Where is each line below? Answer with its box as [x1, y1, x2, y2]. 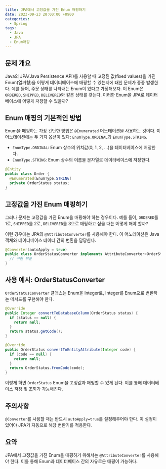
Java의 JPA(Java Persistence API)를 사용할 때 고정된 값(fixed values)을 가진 [5, 73, 156, 79]
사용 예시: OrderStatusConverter [5, 276, 105, 284]
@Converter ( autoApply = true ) [5, 247, 68, 252]
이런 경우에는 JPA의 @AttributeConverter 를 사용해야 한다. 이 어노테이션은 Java [5, 231, 160, 237]
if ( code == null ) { [9, 352, 52, 357]
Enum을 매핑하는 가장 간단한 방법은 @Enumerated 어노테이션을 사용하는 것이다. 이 [5, 128, 161, 134]
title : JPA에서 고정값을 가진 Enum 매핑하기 [5, 7, 86, 12]
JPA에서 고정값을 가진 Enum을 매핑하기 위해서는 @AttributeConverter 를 [5, 452, 146, 458]
